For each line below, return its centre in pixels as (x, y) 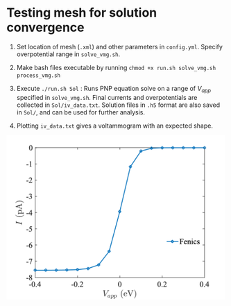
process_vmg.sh (38, 75)
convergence (45, 27)
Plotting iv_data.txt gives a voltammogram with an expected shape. (114, 126)
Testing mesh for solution (82, 13)
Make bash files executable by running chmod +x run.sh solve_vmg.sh (116, 67)
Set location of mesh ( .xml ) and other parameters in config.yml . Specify (120, 46)
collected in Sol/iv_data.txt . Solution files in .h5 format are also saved (118, 105)
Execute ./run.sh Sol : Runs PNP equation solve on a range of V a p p (114, 89)
